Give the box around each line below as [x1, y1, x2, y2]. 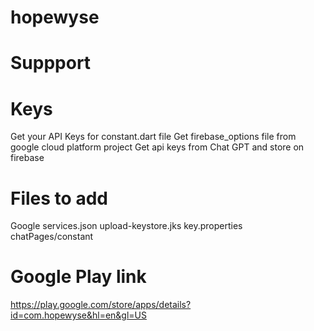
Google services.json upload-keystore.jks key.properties [10, 220, 243, 232]
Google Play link [10, 266, 147, 288]
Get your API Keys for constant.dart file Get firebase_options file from [10, 131, 297, 143]
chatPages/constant [10, 231, 94, 243]
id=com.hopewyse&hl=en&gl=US [10, 309, 147, 321]
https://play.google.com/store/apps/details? [10, 299, 192, 311]
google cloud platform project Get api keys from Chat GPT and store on [10, 141, 305, 153]
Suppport [10, 52, 92, 75]
